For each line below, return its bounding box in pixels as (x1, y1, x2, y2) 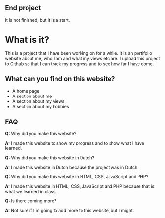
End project (5, 4, 41, 12)
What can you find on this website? (5, 75, 115, 83)
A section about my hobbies (12, 103, 69, 109)
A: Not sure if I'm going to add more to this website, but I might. (5, 208, 134, 214)
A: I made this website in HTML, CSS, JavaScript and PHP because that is (5, 183, 155, 189)
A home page (12, 88, 40, 94)
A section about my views (12, 98, 65, 104)
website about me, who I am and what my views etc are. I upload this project (5, 55, 160, 61)
